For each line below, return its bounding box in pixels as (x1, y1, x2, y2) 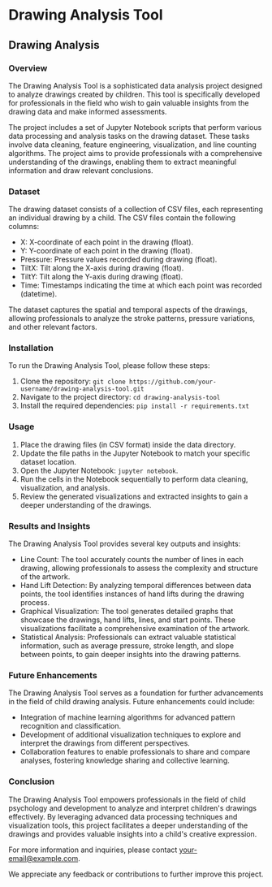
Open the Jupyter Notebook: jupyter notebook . (19, 465, 179, 475)
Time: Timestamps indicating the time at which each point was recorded (19, 280, 262, 290)
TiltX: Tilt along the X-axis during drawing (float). (19, 263, 184, 273)
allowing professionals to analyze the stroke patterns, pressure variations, (8, 314, 256, 323)
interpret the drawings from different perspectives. (19, 738, 191, 748)
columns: (8, 222, 40, 231)
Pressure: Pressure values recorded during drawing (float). (19, 254, 218, 265)
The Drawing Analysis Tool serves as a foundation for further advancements (8, 688, 264, 698)
